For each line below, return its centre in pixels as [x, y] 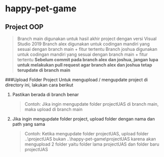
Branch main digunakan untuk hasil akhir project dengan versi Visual [87, 39]
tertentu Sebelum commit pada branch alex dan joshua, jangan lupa [88, 59]
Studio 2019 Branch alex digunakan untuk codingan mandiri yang [83, 44]
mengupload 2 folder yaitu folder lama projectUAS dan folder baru [92, 144]
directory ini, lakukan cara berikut [39, 85]
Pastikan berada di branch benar [45, 95]
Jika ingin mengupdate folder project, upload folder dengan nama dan [83, 119]
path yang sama [29, 124]
